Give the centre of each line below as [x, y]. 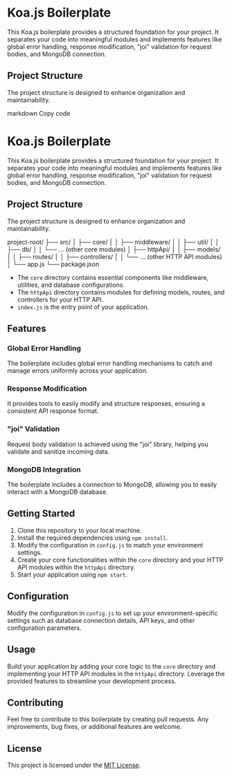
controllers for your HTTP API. [60, 299]
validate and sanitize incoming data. [59, 451]
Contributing [35, 702]
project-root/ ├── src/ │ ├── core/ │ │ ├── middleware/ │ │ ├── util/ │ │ [113, 242]
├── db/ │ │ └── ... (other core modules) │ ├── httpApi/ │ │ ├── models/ [114, 249]
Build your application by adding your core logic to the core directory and [111, 666]
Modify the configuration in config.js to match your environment [110, 545]
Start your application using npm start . [72, 574]
